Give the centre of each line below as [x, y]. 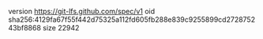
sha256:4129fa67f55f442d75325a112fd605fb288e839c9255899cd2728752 [131, 19]
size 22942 [61, 28]
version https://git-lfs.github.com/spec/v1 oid [82, 11]
